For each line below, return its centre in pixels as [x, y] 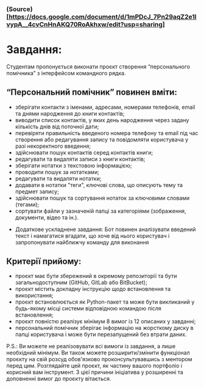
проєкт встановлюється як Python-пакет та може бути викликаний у [105, 302]
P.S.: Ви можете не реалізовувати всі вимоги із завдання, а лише [91, 346]
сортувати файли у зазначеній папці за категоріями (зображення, [101, 211]
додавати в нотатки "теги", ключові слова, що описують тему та [99, 185]
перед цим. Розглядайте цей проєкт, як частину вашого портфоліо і [94, 366]
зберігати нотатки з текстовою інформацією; [73, 165]
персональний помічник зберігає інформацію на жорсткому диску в [104, 328]
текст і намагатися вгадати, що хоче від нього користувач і [92, 236]
